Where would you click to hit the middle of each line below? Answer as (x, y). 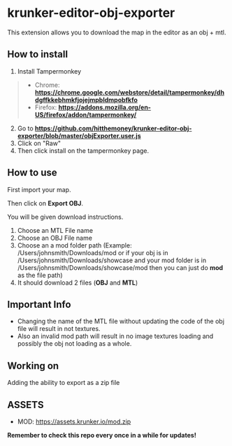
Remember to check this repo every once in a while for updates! (102, 435)
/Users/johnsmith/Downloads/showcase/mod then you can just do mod (120, 267)
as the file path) (40, 275)
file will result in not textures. (59, 329)
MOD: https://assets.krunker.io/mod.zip (74, 421)
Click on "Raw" (39, 143)
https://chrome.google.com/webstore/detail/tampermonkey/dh (130, 92)
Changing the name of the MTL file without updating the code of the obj (121, 321)
